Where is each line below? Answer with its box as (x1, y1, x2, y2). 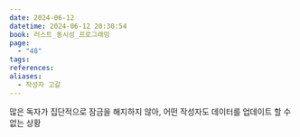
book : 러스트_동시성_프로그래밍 (9, 30, 110, 39)
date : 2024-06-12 (9, 13, 75, 23)
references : (9, 64, 54, 73)
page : (9, 38, 30, 48)
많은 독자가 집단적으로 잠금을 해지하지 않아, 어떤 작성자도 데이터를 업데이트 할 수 (9, 105, 292, 117)
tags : (9, 55, 30, 64)
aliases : (9, 72, 42, 81)
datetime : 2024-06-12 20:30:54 (9, 22, 127, 31)
